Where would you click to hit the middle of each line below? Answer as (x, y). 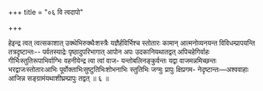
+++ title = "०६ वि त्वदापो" (46, 12)
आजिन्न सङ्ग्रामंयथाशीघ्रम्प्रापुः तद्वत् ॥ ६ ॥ (58, 78)
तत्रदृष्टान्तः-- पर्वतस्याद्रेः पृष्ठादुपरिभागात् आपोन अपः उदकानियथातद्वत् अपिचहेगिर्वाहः (109, 52)
